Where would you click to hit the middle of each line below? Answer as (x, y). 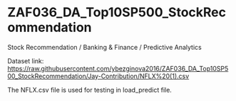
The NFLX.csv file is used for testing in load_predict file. (90, 90)
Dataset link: (26, 60)
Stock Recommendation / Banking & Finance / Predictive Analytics (104, 47)
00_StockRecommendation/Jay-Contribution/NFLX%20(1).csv (98, 76)
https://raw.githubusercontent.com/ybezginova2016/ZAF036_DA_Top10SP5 (118, 68)
